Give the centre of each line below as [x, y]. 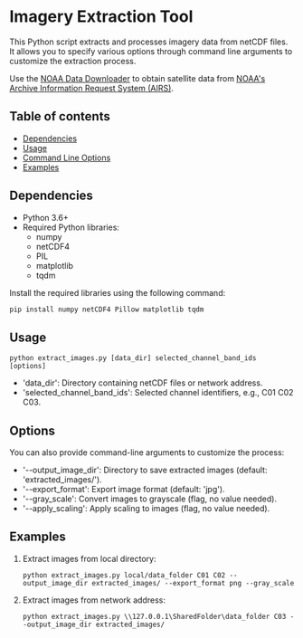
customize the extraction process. [73, 61]
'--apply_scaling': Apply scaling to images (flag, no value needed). [146, 509]
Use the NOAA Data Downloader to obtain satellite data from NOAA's [137, 78]
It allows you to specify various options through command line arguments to [151, 51]
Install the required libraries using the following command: [118, 292]
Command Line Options [66, 157]
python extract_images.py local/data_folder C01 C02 [124, 575]
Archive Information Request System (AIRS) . [92, 88]
